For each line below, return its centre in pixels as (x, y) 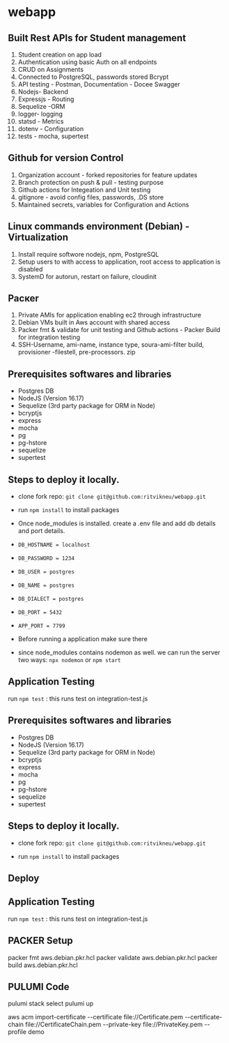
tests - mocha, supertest (53, 136)
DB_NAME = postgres (46, 586)
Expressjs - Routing (46, 99)
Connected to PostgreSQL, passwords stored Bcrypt (93, 77)
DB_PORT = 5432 (40, 613)
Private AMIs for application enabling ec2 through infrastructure (109, 315)
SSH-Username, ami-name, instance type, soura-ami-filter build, (111, 345)
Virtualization (38, 238)
